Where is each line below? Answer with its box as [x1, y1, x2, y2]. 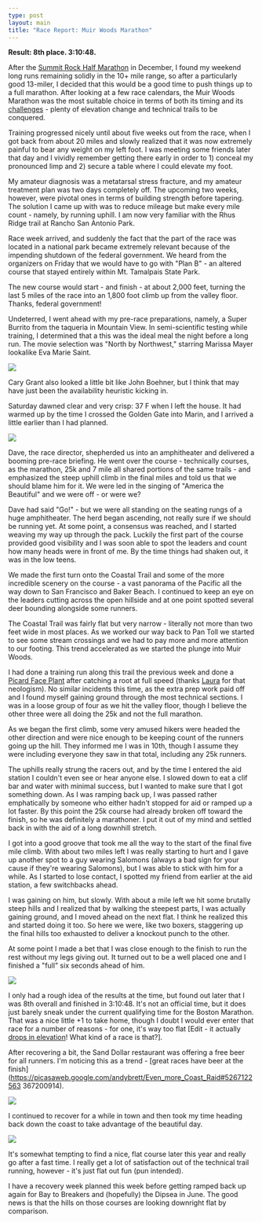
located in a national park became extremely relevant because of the [8, 242, 231, 252]
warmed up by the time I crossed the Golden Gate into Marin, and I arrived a [8, 410, 254, 419]
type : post [8, 11, 44, 20]
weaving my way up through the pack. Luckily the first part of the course [8, 530, 244, 539]
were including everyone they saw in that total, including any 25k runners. [8, 750, 247, 759]
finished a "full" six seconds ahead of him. [8, 960, 145, 971]
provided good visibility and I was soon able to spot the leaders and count [8, 538, 247, 548]
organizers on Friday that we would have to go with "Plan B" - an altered [8, 259, 242, 268]
